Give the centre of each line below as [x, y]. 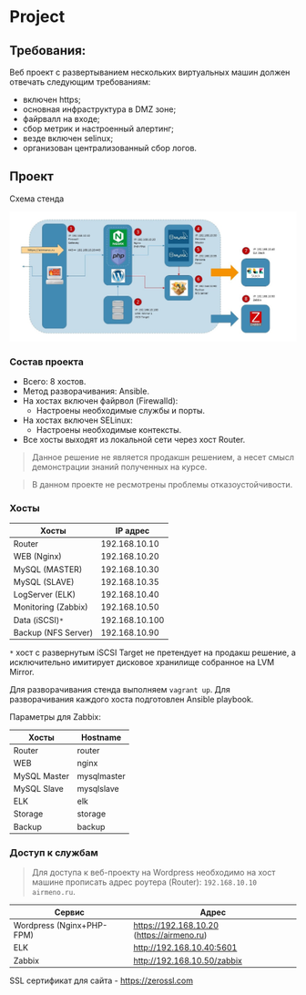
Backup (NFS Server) [53, 632]
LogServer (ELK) [44, 595]
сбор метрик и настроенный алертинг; [98, 128]
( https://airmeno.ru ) [170, 935]
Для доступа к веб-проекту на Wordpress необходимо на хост [153, 873]
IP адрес [133, 530]
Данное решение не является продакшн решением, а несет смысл [163, 456]
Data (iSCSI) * [38, 620]
